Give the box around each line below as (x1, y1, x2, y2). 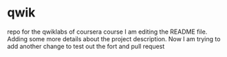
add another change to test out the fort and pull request (7, 42, 165, 50)
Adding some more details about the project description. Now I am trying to (7, 34, 221, 43)
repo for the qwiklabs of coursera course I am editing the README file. (7, 27, 208, 36)
